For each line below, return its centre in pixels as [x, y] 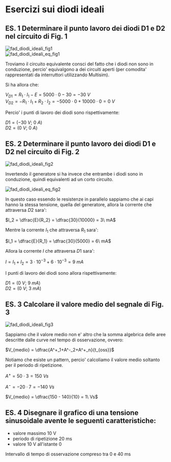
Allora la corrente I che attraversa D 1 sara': [50, 251]
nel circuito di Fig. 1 [36, 36]
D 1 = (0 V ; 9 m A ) [23, 283]
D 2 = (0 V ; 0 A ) [21, 128]
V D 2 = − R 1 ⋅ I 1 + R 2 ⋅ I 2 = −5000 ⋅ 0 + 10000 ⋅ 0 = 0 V [60, 102]
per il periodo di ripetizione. [34, 365]
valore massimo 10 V [34, 433]
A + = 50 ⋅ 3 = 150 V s [27, 376]
